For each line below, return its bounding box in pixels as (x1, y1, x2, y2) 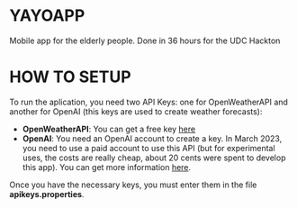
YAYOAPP (9, 5, 85, 26)
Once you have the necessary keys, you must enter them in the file (9, 179, 257, 190)
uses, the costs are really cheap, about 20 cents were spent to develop (22, 152, 286, 163)
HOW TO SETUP (9, 67, 132, 87)
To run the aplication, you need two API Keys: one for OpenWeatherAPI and (9, 96, 288, 107)
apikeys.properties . (9, 188, 85, 199)
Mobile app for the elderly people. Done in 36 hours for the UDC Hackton (9, 35, 281, 46)
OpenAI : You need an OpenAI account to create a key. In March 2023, (22, 132, 283, 144)
